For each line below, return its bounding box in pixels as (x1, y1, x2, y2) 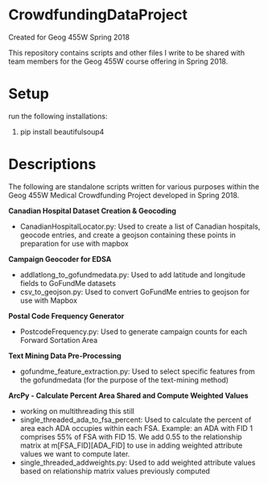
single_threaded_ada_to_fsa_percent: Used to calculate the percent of (19, 415, 252, 424)
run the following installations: (8, 111, 108, 121)
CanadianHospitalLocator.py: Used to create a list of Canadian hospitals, (19, 221, 261, 231)
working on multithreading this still (19, 406, 134, 416)
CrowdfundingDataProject (8, 6, 188, 24)
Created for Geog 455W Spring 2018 (8, 32, 130, 42)
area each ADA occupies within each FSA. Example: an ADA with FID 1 (19, 423, 254, 432)
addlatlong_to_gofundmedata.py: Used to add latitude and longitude (19, 270, 245, 279)
